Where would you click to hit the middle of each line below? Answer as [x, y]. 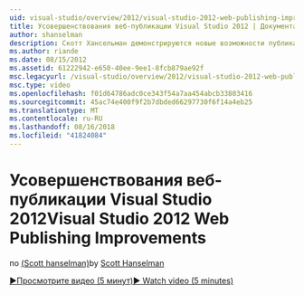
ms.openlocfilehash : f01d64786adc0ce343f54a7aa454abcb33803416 [131, 93]
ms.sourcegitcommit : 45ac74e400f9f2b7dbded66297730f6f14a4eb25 [131, 102]
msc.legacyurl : [38, 77]
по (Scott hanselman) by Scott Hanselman [87, 262]
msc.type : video [40, 85]
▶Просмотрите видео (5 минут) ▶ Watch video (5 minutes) [121, 281]
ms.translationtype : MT [54, 110]
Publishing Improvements [108, 238]
